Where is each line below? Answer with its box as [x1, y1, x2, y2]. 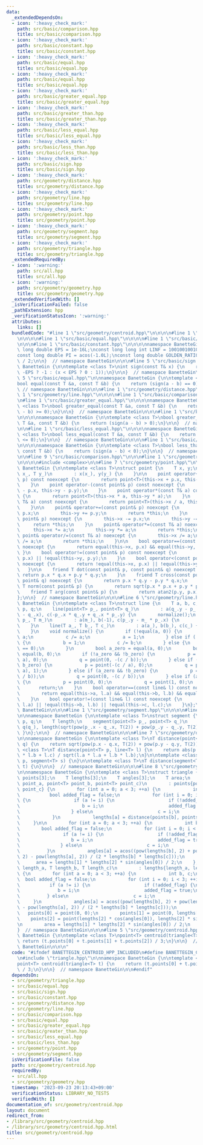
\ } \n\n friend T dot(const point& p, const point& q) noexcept [17, 566, 196, 572]
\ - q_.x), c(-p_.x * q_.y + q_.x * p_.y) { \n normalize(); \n [17, 611, 196, 618]
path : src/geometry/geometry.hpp [17, 285, 101, 291]
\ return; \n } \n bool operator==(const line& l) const [17, 685, 190, 691]
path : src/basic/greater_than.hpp [17, 110, 104, 116]
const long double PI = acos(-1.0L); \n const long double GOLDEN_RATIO [17, 353, 199, 359]
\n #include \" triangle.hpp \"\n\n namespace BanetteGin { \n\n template [17, 955, 193, 961]
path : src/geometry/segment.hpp [17, 228, 98, 234]
